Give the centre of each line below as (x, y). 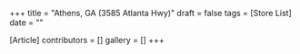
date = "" (26, 22)
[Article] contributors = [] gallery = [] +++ (87, 40)
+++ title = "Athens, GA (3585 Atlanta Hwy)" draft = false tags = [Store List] (151, 13)
